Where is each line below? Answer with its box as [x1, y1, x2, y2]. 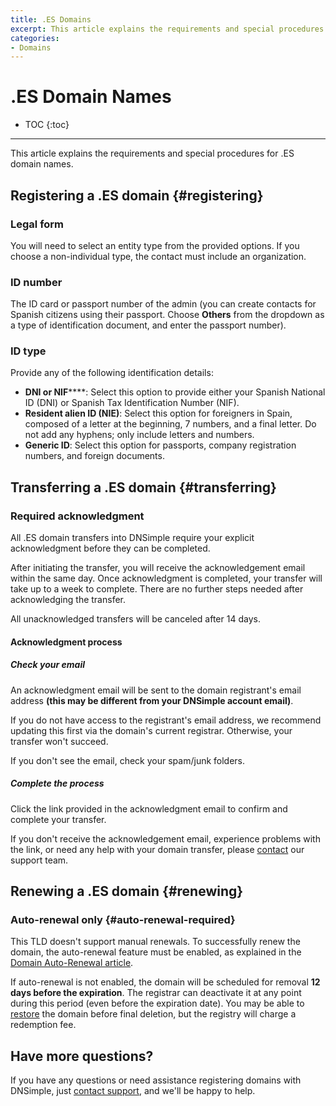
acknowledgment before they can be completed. [10, 542, 211, 555]
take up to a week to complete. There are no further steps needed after [10, 583, 304, 595]
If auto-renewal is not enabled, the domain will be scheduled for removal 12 [10, 976, 321, 988]
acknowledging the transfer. [10, 594, 127, 606]
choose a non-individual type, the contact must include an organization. [10, 250, 307, 262]
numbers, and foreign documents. [24, 450, 165, 462]
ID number [10, 275, 63, 289]
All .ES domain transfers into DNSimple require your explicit [10, 532, 255, 544]
